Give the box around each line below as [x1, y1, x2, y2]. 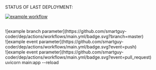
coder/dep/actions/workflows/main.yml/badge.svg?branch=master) [5, 34, 144, 39]
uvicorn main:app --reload [5, 60, 59, 65]
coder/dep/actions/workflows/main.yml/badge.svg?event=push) [5, 44, 137, 49]
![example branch [5, 28, 41, 34]
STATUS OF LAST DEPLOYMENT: [5, 4, 73, 10]
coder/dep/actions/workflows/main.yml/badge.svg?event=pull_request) [5, 54, 152, 60]
